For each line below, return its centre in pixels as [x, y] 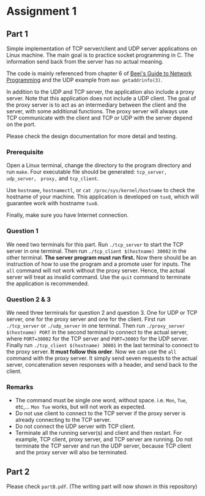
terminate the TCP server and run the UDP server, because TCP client [103, 446]
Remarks [20, 387]
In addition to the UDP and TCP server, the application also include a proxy [100, 92]
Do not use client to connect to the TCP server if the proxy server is [100, 413]
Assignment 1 [42, 11]
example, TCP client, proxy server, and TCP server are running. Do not [104, 440]
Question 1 [22, 231]
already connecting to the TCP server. [63, 420]
